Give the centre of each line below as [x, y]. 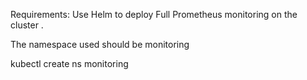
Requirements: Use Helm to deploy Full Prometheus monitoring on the [154, 14]
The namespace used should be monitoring [100, 44]
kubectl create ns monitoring [69, 63]
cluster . [27, 25]
